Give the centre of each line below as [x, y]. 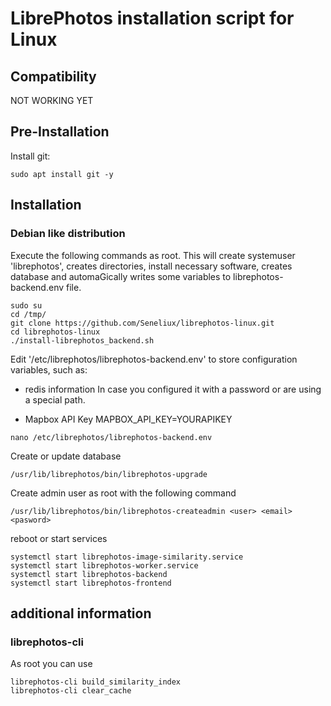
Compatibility [53, 76]
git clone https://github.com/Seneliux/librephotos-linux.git [142, 323]
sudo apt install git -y [62, 174]
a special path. [55, 399]
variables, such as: [49, 369]
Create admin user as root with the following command [123, 493]
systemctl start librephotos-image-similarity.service [127, 557]
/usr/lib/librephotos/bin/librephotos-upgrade [109, 474]
